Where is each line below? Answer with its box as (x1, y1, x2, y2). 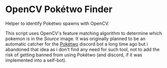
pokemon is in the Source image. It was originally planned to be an (5, 36, 146, 42)
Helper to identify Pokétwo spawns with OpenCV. (5, 20, 110, 26)
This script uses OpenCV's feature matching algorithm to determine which (5, 30, 162, 36)
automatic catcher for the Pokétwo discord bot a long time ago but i (5, 41, 148, 47)
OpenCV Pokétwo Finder (5, 4, 113, 15)
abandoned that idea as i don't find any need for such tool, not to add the (5, 46, 160, 52)
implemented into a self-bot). (5, 57, 67, 63)
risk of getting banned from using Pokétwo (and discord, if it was (5, 52, 142, 58)
